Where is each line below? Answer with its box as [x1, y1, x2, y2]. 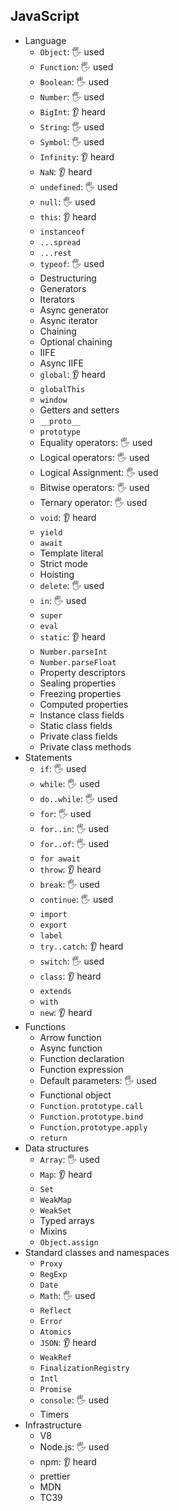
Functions [24, 1020, 67, 1033]
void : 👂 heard [39, 511, 97, 523]
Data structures [24, 1142, 90, 1154]
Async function [39, 1042, 103, 1054]
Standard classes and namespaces [24, 1246, 170, 1258]
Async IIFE [39, 357, 84, 369]
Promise [39, 1384, 72, 1394]
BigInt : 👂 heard [39, 105, 106, 118]
